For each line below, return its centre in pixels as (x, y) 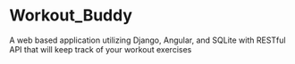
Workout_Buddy (71, 16)
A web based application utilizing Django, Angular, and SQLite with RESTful (147, 40)
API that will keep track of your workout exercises (101, 49)
